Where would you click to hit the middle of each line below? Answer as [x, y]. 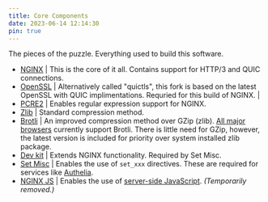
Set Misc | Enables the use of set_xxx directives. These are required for [139, 164]
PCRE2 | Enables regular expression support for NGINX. [113, 104]
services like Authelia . [57, 173]
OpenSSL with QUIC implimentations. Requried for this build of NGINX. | [140, 95]
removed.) [37, 190]
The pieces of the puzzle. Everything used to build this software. [116, 54]
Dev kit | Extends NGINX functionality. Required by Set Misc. [121, 155]
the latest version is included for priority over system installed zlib [130, 138]
